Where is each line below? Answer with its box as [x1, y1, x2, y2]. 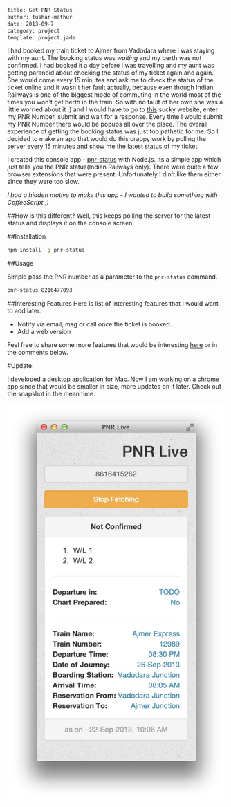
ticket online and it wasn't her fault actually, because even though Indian [7, 83, 214, 91]
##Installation [7, 232, 46, 241]
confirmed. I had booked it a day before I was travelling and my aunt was [7, 62, 214, 69]
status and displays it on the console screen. [7, 219, 135, 227]
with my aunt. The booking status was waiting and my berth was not [7, 54, 202, 62]
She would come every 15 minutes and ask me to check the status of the [7, 76, 214, 84]
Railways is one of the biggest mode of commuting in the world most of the [7, 91, 221, 99]
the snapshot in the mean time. [7, 389, 95, 398]
